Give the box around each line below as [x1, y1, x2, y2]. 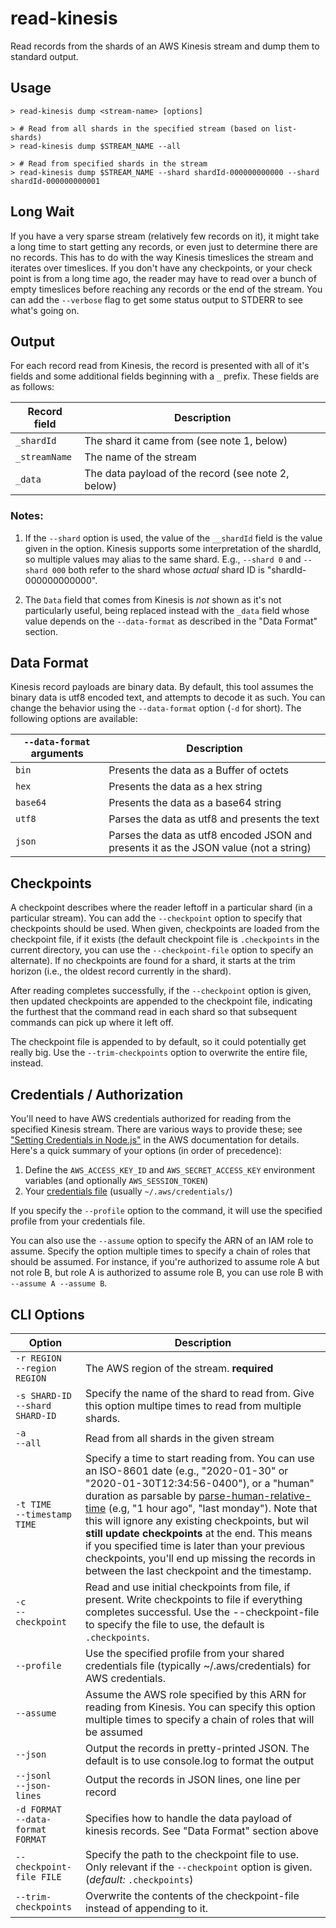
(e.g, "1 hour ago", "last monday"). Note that [108, 1501, 318, 1515]
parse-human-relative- [198, 1488, 312, 1502]
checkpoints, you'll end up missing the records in [84, 1551, 316, 1565]
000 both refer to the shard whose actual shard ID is [51, 563, 265, 576]
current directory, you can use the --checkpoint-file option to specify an [10, 944, 314, 956]
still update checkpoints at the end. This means [84, 1526, 313, 1540]
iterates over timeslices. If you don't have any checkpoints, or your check [10, 262, 313, 274]
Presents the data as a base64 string [108, 796, 282, 810]
